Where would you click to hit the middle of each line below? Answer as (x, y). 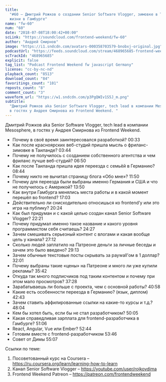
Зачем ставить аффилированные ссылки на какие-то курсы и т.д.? (83, 302)
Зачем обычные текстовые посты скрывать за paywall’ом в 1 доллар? (86, 255)
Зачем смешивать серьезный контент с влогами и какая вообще (81, 234)
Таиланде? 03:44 (53, 150)
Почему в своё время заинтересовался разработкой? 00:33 (76, 139)
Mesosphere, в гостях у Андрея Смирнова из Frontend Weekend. (73, 130)
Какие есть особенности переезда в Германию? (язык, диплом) (80, 292)
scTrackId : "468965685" (30, 56)
